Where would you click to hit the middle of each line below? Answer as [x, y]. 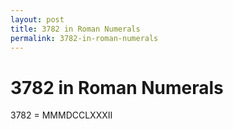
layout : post [37, 19]
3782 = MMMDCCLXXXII [61, 115]
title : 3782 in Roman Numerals [75, 29]
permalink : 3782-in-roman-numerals [84, 38]
